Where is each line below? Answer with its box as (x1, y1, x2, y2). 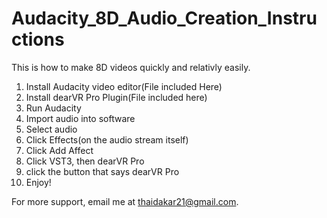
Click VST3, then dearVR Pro (25, 155, 145, 167)
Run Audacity (25, 102, 82, 114)
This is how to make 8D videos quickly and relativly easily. (11, 61, 251, 73)
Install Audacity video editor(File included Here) (25, 80, 223, 92)
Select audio (25, 123, 78, 135)
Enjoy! (25, 176, 52, 188)
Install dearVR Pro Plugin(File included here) (25, 91, 208, 103)
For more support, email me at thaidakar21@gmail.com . (11, 195, 239, 207)
